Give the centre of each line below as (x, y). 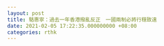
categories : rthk (32, 32)
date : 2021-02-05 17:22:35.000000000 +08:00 (72, 26)
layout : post (26, 13)
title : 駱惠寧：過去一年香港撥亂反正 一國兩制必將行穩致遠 (82, 20)
